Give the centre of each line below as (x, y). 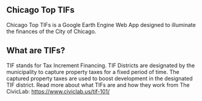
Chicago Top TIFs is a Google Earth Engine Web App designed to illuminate (101, 24)
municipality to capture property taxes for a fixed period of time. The (93, 72)
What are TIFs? (36, 50)
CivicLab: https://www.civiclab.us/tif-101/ (58, 91)
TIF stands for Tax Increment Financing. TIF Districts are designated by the (101, 65)
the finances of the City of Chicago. (51, 31)
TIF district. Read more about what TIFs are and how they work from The (98, 84)
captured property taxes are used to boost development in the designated (99, 78)
